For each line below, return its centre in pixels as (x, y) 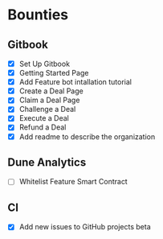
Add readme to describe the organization (87, 136)
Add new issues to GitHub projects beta (85, 227)
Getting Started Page (54, 73)
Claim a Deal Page (49, 100)
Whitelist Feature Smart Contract (73, 182)
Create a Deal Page (51, 91)
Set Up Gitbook (44, 64)
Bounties (38, 15)
